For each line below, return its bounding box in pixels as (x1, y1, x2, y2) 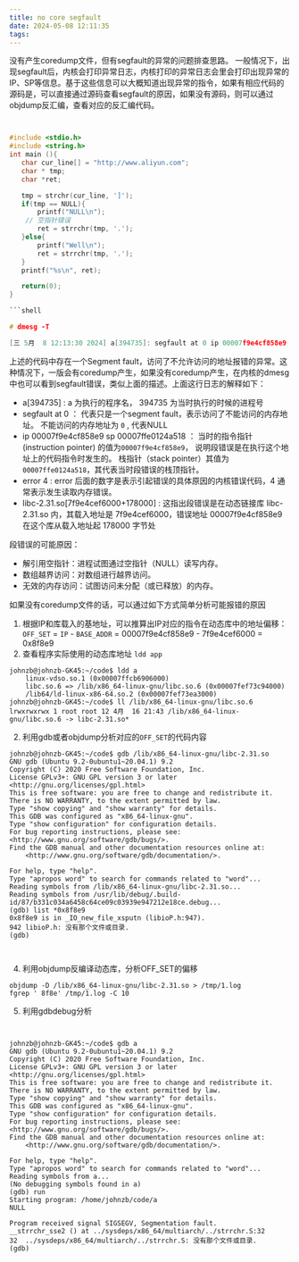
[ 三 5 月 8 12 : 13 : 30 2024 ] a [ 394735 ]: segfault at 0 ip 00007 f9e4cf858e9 (9, 338, 287, 347)
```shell (9, 306, 42, 315)
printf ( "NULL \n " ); (37, 207, 105, 217)
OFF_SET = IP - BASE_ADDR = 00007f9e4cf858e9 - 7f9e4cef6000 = (21, 628, 263, 639)
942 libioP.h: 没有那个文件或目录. (9, 923, 129, 932)
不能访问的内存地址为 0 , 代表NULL (39, 419, 168, 430)
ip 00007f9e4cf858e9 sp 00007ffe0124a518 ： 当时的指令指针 (21, 430, 253, 441)
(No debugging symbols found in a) (9, 1180, 142, 1189)
